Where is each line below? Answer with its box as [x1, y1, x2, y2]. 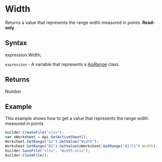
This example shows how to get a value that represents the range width [5, 116, 148, 121]
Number [5, 88, 22, 94]
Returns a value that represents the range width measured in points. [5, 20, 142, 25]
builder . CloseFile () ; [5, 153, 49, 158]
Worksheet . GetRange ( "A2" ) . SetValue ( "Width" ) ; [5, 139, 99, 144]
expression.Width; [5, 52, 42, 58]
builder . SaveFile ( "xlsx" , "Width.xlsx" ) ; [5, 148, 90, 153]
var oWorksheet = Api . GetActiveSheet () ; [5, 135, 89, 140]
